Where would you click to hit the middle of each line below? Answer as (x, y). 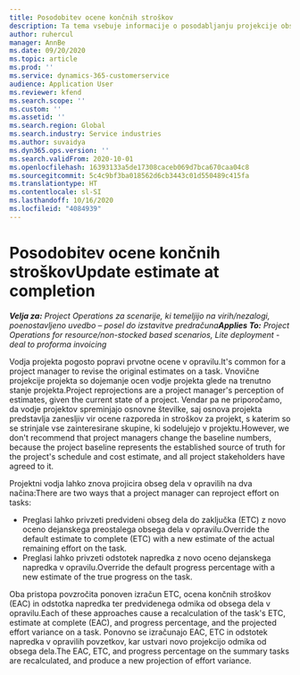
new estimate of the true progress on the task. (107, 577)
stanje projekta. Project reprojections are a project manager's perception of (146, 390)
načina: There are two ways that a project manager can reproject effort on (144, 493)
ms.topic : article (43, 59)
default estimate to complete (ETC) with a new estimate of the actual (148, 538)
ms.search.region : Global (57, 126)
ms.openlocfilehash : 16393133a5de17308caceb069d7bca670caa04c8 (129, 167)
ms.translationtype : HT (54, 184)
